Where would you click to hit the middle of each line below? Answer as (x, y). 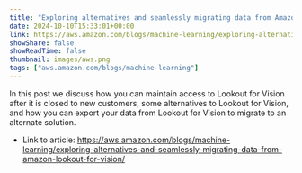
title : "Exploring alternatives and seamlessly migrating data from (140, 18)
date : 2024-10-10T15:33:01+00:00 (72, 26)
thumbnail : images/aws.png (60, 59)
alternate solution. (43, 122)
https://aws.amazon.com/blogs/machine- (154, 140)
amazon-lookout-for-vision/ (74, 159)
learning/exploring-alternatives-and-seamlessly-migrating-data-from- (152, 149)
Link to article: (49, 140)
